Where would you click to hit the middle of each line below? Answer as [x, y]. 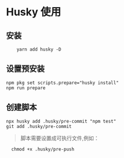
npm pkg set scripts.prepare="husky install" [62, 83]
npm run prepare [26, 88]
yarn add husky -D [39, 49]
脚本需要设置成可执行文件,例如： [60, 138]
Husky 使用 [34, 12]
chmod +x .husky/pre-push [43, 149]
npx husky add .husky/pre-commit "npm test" [61, 121]
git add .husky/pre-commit [39, 126]
